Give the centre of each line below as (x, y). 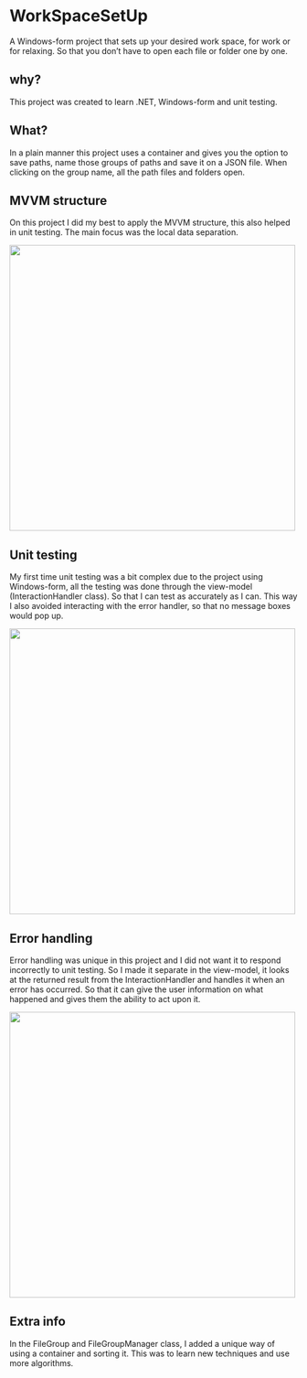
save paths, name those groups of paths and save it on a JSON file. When (148, 162)
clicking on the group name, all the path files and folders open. (127, 172)
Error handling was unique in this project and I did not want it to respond (145, 960)
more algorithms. (42, 1362)
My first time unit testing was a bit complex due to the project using (136, 577)
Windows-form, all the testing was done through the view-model (131, 587)
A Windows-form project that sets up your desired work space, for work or (150, 41)
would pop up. (37, 616)
